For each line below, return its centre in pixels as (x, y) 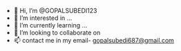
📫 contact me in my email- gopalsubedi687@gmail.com (94, 40)
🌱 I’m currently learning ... (50, 25)
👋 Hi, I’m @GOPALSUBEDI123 (55, 11)
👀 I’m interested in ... (43, 18)
